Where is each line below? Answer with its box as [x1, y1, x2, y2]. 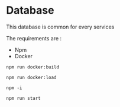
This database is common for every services [6, 23, 115, 30]
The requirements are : [6, 34, 62, 42]
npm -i [6, 84, 22, 91]
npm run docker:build [6, 64, 60, 70]
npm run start [6, 95, 41, 101]
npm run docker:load [6, 74, 57, 80]
